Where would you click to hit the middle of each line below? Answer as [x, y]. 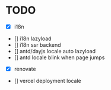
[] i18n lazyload [33, 38]
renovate [25, 69]
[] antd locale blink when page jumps [59, 57]
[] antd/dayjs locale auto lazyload [55, 51]
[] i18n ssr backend [37, 45]
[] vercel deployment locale [47, 81]
